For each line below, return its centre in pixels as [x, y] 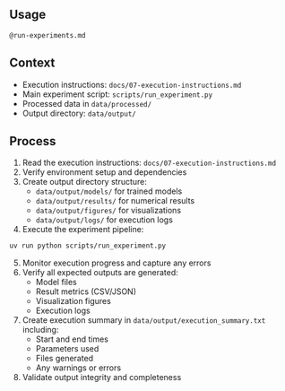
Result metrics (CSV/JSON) [86, 291]
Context [32, 63]
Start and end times [72, 339]
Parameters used [67, 349]
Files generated [65, 359]
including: [40, 330]
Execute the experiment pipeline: [83, 230]
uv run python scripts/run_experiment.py [88, 246]
